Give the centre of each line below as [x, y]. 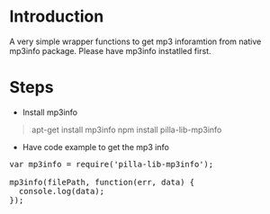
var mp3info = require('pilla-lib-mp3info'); [112, 164]
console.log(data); [62, 191]
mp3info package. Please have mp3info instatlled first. [110, 50]
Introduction [57, 17]
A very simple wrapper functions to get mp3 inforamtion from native [135, 41]
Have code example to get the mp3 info [95, 147]
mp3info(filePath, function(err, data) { [102, 182]
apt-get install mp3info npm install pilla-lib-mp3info [126, 129]
